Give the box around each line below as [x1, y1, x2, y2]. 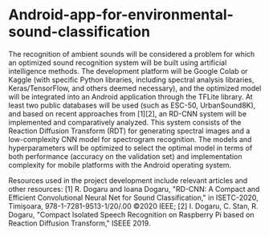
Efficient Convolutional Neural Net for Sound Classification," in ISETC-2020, [8, 193, 259, 202]
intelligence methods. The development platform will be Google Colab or [8, 66, 248, 75]
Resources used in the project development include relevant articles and [8, 175, 248, 185]
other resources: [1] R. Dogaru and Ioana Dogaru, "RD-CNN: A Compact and [8, 184, 260, 193]
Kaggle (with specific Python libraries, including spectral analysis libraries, [8, 75, 255, 84]
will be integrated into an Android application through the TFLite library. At [8, 92, 253, 101]
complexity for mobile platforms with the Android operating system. [8, 160, 231, 169]
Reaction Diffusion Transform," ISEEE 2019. [8, 218, 151, 228]
